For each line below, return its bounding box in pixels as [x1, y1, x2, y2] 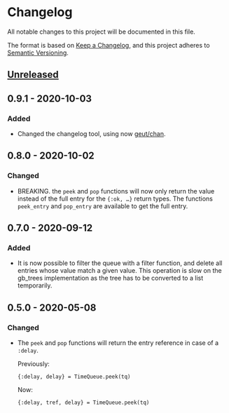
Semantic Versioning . [7, 48, 69, 57]
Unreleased [7, 69, 60, 81]
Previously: [17, 360, 50, 368]
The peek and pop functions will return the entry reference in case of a [17, 339, 219, 347]
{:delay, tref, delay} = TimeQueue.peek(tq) [17, 399, 150, 407]
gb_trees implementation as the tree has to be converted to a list [17, 274, 204, 283]
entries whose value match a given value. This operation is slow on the [17, 266, 222, 275]
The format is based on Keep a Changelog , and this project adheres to [7, 41, 210, 49]
